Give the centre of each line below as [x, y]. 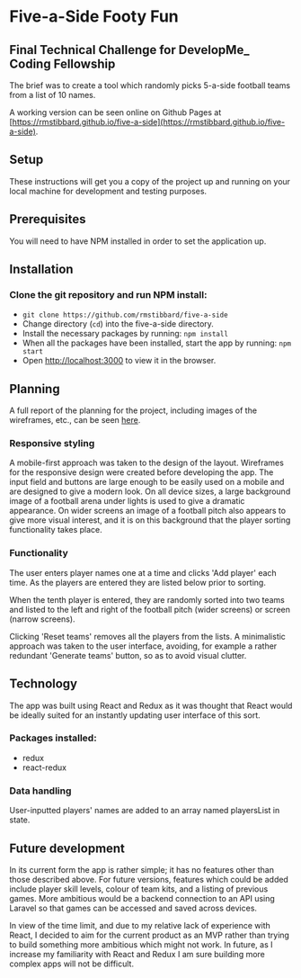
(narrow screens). [42, 619]
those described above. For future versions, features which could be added [149, 879]
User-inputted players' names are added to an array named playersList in [145, 811]
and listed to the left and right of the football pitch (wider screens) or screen [150, 609]
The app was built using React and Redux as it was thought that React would [151, 705]
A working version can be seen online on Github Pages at [115, 112]
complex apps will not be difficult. [72, 964]
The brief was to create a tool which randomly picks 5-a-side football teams [150, 85]
